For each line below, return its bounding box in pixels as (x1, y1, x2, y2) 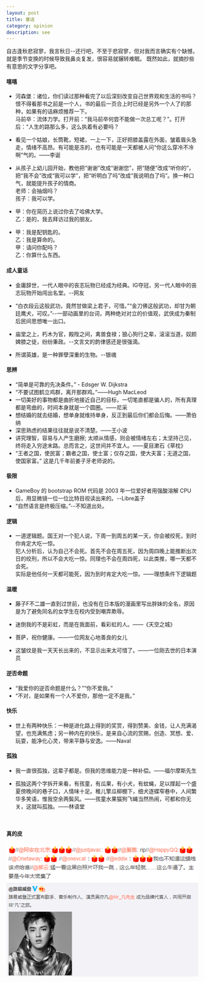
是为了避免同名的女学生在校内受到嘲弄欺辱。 (15, 608, 128, 615)
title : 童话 (6, 16, 35, 23)
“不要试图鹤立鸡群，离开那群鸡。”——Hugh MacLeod (15, 388, 147, 395)
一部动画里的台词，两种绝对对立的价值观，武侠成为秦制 (57, 309, 196, 317)
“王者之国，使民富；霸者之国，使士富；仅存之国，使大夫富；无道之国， (15, 449, 194, 456)
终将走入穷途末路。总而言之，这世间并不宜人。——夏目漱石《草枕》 (15, 442, 186, 449)
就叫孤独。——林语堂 (31, 803, 85, 810)
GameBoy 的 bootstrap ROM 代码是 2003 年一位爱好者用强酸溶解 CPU (15, 487, 192, 494)
